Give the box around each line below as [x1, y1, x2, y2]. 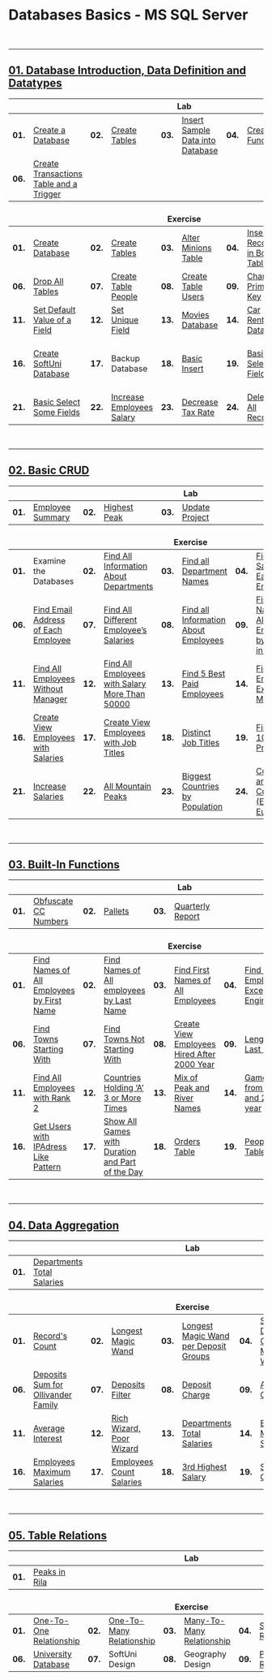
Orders [173, 1136, 201, 1147]
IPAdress [32, 1141, 67, 1152]
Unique [111, 314, 139, 326]
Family [32, 1399, 58, 1410]
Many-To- [183, 1615, 225, 1626]
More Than [104, 688, 146, 699]
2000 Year [173, 1059, 215, 1070]
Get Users [32, 1121, 71, 1132]
